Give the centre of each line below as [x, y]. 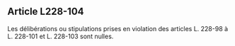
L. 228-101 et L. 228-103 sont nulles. [61, 36]
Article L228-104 [46, 12]
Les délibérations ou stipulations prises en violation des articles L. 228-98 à [118, 28]
